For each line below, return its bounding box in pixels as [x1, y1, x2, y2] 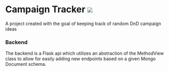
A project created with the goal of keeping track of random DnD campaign [5, 20, 161, 27]
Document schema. [5, 61, 46, 67]
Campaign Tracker [5, 4, 86, 15]
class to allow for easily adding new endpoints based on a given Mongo [5, 56, 156, 62]
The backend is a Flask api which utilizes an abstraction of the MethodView [5, 50, 164, 57]
